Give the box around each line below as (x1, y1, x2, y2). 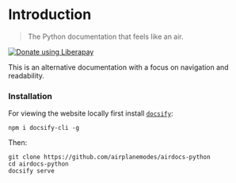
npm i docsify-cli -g (8, 124, 80, 132)
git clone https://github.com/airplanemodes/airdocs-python (8, 153, 211, 162)
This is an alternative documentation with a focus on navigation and (8, 62, 229, 72)
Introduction (8, 6, 92, 24)
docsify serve (8, 167, 55, 175)
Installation (8, 90, 53, 101)
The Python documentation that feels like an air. (27, 32, 184, 41)
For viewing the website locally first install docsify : (8, 109, 173, 118)
